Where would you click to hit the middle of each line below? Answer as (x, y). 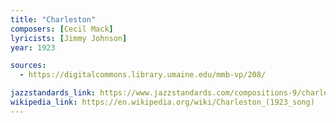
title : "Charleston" (53, 19)
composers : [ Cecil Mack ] (62, 29)
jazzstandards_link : (53, 93)
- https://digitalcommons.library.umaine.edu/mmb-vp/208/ (143, 75)
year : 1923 (33, 47)
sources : (28, 66)
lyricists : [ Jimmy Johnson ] (69, 38)
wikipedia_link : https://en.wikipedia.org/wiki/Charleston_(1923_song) (162, 102)
